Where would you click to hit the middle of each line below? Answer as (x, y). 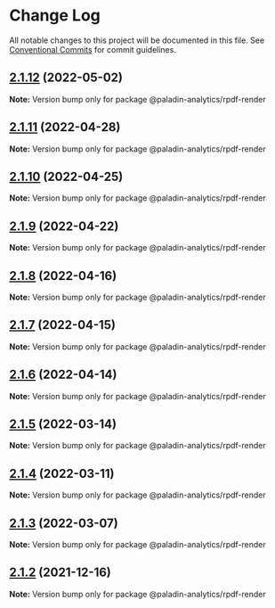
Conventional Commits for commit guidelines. (93, 49)
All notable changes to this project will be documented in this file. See (137, 40)
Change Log (55, 16)
